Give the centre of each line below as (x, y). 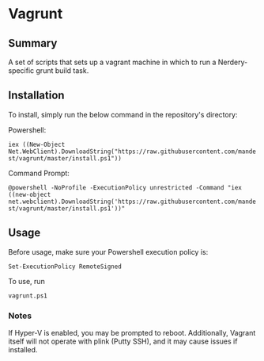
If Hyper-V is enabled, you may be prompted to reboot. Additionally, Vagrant (132, 332)
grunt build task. (62, 71)
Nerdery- (233, 62)
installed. (23, 349)
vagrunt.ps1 (28, 296)
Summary (33, 43)
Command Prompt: (39, 173)
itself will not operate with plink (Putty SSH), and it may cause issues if (123, 341)
